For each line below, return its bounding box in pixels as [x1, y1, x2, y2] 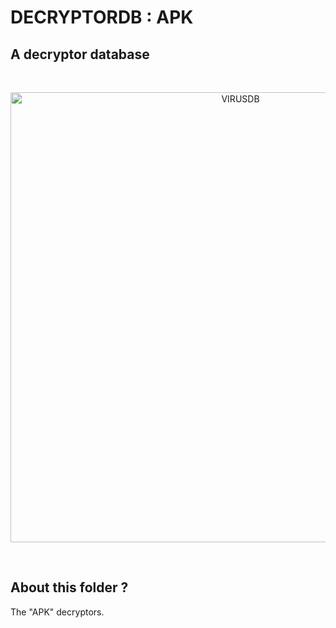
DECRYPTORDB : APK [10, 6, 194, 29]
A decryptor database [10, 46, 150, 63]
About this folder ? [10, 579, 129, 596]
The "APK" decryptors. [10, 606, 105, 618]
